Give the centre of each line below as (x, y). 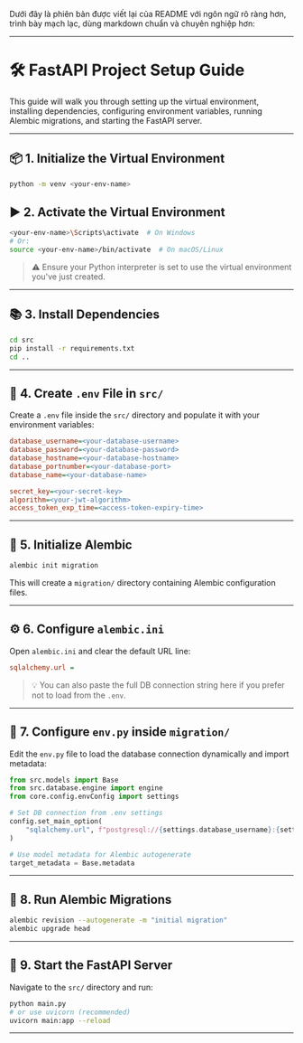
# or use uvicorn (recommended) (70, 1012)
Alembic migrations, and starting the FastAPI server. (106, 120)
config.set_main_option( (56, 822)
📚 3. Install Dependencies (85, 315)
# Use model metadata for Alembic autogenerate (101, 854)
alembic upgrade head (50, 929)
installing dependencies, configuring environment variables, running (136, 111)
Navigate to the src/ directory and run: (81, 987)
